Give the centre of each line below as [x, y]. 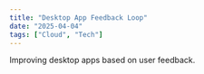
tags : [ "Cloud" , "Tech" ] [56, 34]
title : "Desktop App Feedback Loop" [78, 18]
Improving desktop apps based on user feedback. [102, 60]
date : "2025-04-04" [46, 26]
